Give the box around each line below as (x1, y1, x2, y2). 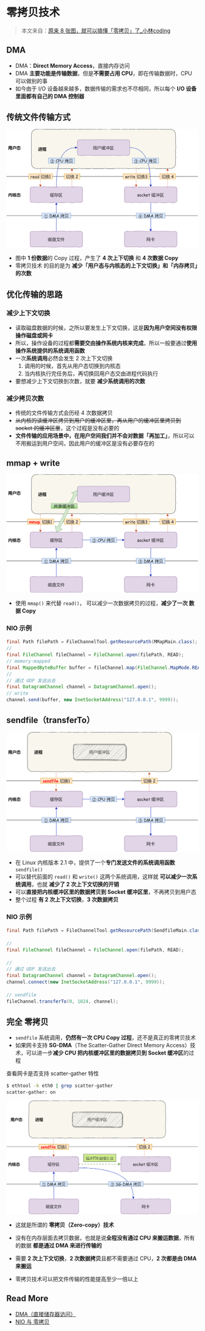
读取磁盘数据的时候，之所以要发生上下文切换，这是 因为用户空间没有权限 (15, 324, 197, 331)
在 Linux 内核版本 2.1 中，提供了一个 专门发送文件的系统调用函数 (15, 859, 176, 866)
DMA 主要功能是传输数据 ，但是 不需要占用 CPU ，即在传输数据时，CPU (15, 70, 192, 77)
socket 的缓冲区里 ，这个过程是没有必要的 (15, 425, 120, 432)
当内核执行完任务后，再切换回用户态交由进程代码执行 (24, 370, 159, 377)
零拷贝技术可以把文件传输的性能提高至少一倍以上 (15, 1275, 138, 1282)
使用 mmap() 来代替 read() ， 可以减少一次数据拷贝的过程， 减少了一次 (15, 599, 188, 607)
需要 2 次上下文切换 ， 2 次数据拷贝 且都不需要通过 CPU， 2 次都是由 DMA (15, 1255, 197, 1262)
